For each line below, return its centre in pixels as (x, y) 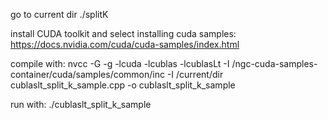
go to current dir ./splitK (59, 14)
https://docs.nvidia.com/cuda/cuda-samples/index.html (125, 44)
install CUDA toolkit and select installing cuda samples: (123, 33)
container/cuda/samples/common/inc (87, 74)
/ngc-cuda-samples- (274, 63)
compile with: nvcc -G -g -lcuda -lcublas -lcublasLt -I (120, 63)
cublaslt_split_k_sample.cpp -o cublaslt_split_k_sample (123, 85)
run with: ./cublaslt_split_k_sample (81, 104)
